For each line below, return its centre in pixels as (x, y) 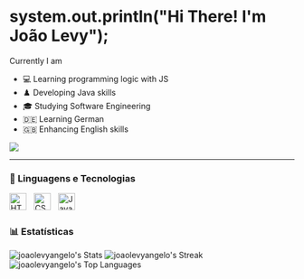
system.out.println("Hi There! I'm (138, 17)
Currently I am (36, 60)
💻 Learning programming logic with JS (95, 79)
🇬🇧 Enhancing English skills (76, 129)
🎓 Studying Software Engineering (86, 106)
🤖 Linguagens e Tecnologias (72, 178)
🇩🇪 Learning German (63, 118)
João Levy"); (59, 36)
